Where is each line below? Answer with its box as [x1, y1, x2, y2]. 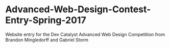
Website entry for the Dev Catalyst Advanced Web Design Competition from [5, 31, 165, 37]
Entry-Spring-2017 [5, 14, 86, 26]
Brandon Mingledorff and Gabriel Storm [5, 37, 88, 43]
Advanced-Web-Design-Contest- [5, 4, 151, 15]
